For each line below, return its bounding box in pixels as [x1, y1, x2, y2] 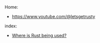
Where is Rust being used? [11, 33, 67, 38]
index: [4, 23, 17, 29]
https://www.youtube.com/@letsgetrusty [11, 14, 96, 19]
